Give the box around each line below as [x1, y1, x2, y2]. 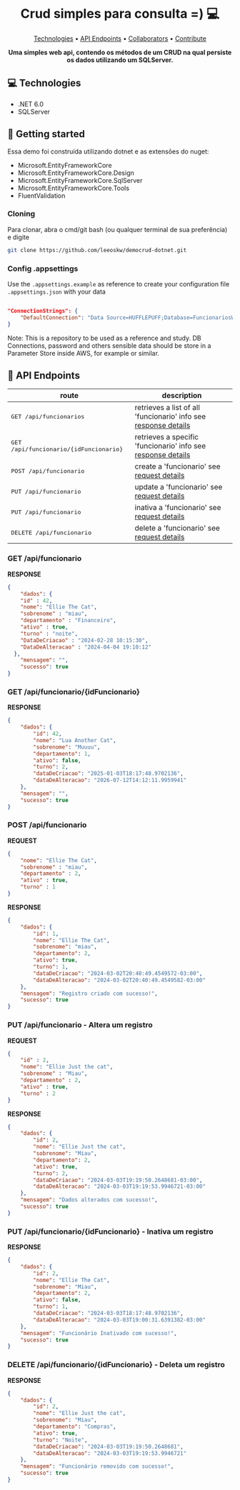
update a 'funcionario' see [134, 482, 223, 492]
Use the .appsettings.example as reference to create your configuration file [7, 280, 230, 289]
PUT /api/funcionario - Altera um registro [7, 1020, 154, 1030]
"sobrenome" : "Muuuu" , [33, 744, 101, 751]
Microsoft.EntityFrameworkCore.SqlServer [17, 176, 143, 184]
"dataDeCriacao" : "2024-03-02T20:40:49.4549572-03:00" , [33, 969, 203, 977]
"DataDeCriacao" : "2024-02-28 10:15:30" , [20, 636, 149, 644]
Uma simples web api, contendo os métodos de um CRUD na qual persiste [8, 48, 232, 56]
